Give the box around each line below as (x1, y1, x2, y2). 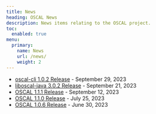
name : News (17, 48, 44, 54)
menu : (6, 37, 20, 43)
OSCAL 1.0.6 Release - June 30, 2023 (14, 101, 108, 108)
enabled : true (11, 31, 47, 37)
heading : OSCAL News (6, 14, 58, 20)
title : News (6, 8, 36, 15)
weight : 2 (17, 59, 42, 65)
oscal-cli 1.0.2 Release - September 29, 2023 (14, 76, 127, 83)
